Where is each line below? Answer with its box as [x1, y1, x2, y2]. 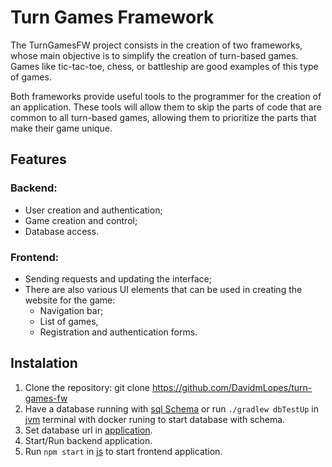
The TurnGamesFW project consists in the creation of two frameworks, [10, 39, 303, 51]
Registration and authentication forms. [39, 326, 198, 338]
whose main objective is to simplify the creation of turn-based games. [10, 49, 299, 61]
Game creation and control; [24, 214, 138, 226]
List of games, [39, 315, 99, 327]
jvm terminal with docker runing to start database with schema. [24, 413, 286, 425]
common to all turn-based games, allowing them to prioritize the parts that [10, 111, 317, 123]
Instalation [10, 355, 78, 372]
